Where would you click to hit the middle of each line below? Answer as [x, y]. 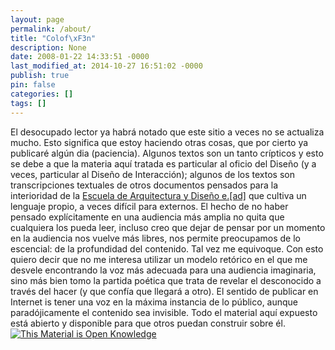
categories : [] [42, 94]
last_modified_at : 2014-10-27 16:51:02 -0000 [106, 66]
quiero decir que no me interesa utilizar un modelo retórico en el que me [159, 259]
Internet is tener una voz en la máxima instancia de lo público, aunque [154, 302]
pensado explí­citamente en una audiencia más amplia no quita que [147, 217]
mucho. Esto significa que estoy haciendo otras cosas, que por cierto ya [159, 142]
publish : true [40, 76]
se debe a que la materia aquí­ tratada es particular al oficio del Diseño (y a [163, 163]
